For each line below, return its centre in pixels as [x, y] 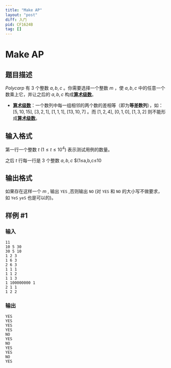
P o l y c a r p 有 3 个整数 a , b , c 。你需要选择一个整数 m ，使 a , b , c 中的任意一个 [85, 88]
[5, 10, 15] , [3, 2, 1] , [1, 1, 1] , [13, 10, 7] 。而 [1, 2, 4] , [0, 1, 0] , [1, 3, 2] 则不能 [87, 112]
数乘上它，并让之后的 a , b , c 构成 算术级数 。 [51, 94]
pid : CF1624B [19, 24]
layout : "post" [22, 15]
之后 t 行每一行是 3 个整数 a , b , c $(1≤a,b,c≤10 [54, 160]
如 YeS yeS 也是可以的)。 [31, 198]
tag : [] [14, 29]
